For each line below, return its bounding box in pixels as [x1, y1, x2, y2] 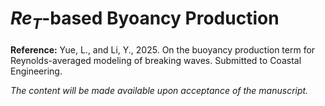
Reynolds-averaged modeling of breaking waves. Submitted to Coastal [10, 54, 302, 66]
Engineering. [10, 65, 63, 77]
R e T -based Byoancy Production [10, 7, 280, 33]
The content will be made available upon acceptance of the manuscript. [10, 84, 309, 96]
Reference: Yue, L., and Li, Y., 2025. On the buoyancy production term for [10, 43, 316, 56]
